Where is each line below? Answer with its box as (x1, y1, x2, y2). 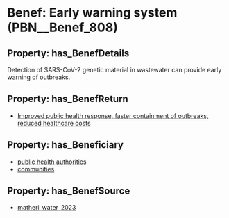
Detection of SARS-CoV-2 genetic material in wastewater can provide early (7, 66, 222, 74)
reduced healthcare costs (17, 119, 92, 127)
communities (17, 165, 55, 173)
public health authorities (17, 158, 87, 166)
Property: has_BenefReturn (7, 93, 128, 105)
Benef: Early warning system (7, 5, 178, 21)
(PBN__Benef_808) (7, 19, 118, 35)
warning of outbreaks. (7, 73, 71, 81)
